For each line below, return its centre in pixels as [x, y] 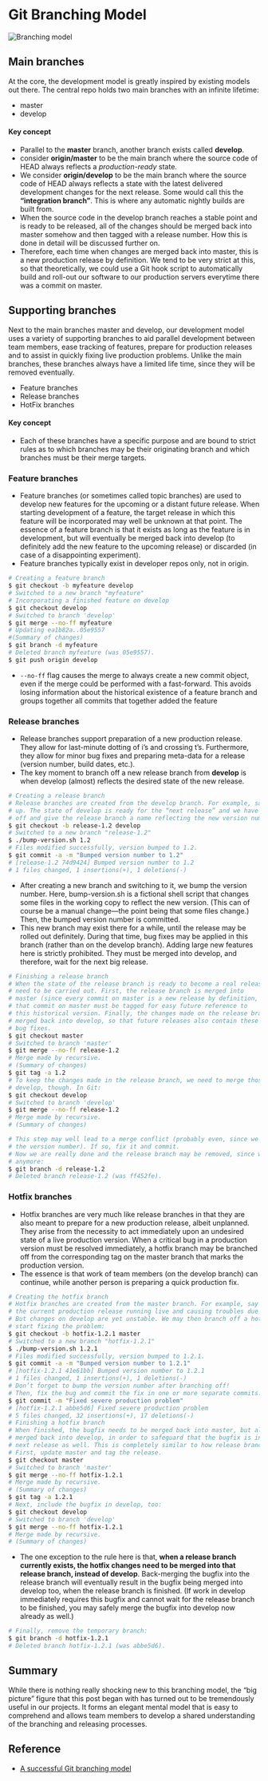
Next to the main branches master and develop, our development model [126, 330]
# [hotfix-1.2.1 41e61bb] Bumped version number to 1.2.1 [106, 1371]
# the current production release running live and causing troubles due [134, 1311]
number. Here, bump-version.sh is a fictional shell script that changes [134, 894]
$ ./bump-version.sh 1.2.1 [53, 1349]
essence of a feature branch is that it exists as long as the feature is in [135, 530]
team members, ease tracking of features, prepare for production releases [130, 347]
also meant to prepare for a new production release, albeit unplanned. [134, 1223]
